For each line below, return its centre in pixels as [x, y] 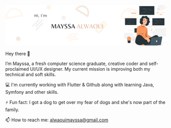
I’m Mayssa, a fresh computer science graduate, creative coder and [77, 63]
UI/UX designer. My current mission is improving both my [90, 69]
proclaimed [17, 69]
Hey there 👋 [18, 54]
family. [12, 110]
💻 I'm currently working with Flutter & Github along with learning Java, [80, 85]
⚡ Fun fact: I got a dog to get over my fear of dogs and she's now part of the [86, 102]
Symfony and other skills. [32, 92]
